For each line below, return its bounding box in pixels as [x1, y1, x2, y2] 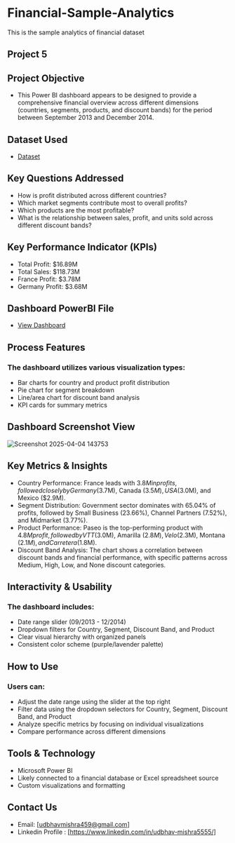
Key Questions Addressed [7, 173, 124, 184]
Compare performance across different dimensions [17, 727, 166, 736]
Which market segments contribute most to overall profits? [17, 198, 187, 207]
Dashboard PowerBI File [7, 302, 114, 314]
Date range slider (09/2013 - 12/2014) [17, 618, 126, 626]
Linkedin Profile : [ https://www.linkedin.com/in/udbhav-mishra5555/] [17, 828, 216, 836]
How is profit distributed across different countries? [17, 191, 167, 199]
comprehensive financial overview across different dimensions [17, 98, 199, 107]
